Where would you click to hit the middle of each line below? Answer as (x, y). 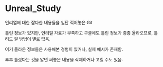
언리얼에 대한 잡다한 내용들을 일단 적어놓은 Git (49, 22)
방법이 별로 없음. (35, 39)
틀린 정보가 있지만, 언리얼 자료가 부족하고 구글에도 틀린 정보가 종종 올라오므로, (79, 33)
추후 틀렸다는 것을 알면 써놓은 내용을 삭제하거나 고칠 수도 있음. (64, 59)
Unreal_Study (33, 8)
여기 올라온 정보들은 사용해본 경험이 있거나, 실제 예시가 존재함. (64, 49)
